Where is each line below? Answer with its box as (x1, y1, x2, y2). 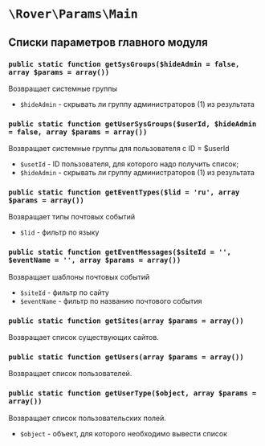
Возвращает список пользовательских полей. (8, 413, 167, 423)
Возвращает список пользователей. (8, 369, 132, 378)
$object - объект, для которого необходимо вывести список (19, 428, 227, 438)
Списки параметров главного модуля (8, 35, 209, 49)
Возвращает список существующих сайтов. (8, 333, 159, 342)
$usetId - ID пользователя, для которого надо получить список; (19, 159, 239, 169)
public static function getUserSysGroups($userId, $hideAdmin (8, 119, 257, 129)
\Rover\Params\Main (8, 6, 138, 22)
